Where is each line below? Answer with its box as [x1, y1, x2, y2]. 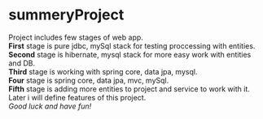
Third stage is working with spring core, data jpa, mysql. [8, 66, 198, 76]
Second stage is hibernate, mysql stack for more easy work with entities [8, 49, 252, 59]
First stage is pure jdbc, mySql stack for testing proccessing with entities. [8, 40, 256, 50]
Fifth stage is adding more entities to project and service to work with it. [8, 83, 251, 94]
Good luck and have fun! [8, 101, 92, 111]
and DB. [8, 58, 35, 68]
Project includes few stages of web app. [8, 32, 144, 42]
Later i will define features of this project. [8, 92, 147, 102]
